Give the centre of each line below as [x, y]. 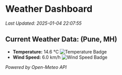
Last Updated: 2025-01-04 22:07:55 [43, 23]
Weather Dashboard [49, 9]
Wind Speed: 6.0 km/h [37, 57]
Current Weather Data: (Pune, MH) [61, 39]
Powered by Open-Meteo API [36, 67]
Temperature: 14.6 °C [36, 51]
